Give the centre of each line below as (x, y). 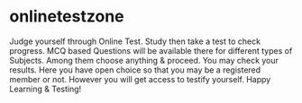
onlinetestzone (67, 17)
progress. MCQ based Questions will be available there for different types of (151, 50)
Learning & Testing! (46, 89)
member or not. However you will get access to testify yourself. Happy (140, 79)
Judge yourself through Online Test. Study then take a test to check (135, 41)
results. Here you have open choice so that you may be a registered (135, 70)
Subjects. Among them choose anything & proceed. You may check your (144, 60)
